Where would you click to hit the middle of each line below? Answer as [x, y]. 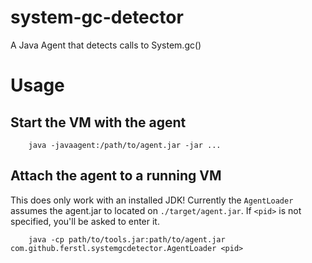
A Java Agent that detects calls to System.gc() [106, 45]
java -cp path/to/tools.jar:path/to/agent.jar [127, 239]
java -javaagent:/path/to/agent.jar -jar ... [125, 145]
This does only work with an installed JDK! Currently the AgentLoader [152, 200]
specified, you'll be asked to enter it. [85, 221]
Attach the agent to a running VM [116, 176]
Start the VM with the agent [98, 122]
